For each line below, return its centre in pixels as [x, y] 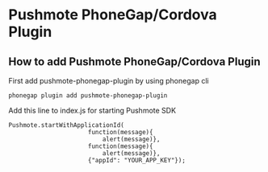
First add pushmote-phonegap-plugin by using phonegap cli [109, 81]
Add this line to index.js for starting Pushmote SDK [92, 111]
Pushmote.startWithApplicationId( [67, 125]
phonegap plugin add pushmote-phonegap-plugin [88, 96]
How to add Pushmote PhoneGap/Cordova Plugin [134, 61]
